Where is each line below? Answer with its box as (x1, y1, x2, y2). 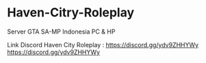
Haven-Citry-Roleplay (7, 5, 135, 21)
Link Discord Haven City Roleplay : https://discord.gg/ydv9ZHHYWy (7, 40, 199, 49)
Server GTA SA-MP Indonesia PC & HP (7, 27, 116, 36)
